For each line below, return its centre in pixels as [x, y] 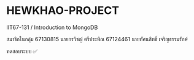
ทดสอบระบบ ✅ [22, 51]
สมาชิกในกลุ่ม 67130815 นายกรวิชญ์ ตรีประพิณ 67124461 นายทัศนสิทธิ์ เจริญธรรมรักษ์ [97, 39]
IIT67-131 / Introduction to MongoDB [52, 27]
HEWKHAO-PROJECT [63, 11]
